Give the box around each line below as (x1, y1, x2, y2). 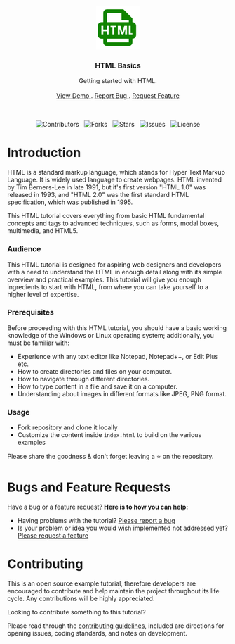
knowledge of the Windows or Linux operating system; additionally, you (7, 331, 214, 339)
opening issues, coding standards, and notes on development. (7, 629, 188, 637)
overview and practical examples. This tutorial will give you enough (7, 275, 201, 284)
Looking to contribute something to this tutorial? (7, 608, 146, 616)
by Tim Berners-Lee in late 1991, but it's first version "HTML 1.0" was (7, 183, 206, 191)
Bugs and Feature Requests (7, 479, 171, 495)
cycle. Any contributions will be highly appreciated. (7, 594, 155, 602)
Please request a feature (17, 531, 89, 540)
